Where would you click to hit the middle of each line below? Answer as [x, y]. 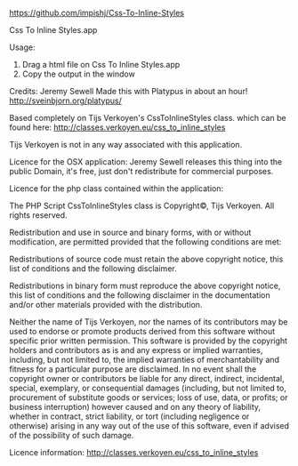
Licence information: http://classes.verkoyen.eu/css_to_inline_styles [134, 452]
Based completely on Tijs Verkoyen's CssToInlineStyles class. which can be [148, 118]
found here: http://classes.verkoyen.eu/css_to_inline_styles [117, 127]
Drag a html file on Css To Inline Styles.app [101, 64]
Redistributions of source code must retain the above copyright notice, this [146, 259]
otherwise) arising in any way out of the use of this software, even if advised [149, 426]
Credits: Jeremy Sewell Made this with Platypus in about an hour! [129, 91]
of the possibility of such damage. [72, 435]
